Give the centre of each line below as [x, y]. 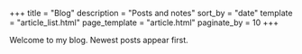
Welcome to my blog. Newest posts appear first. [99, 40]
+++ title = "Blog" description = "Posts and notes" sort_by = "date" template [151, 13]
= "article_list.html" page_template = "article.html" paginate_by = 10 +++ [144, 22]
